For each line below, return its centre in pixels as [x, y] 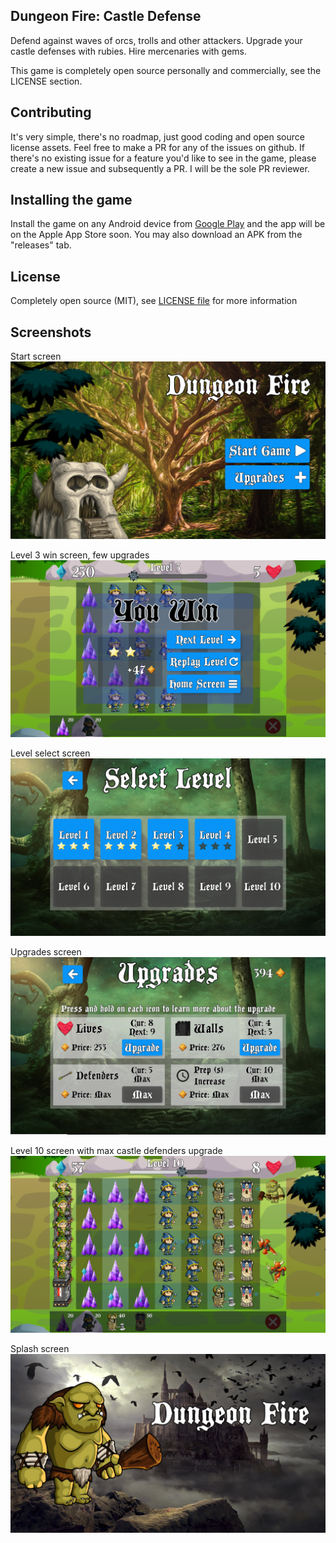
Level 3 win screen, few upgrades [80, 555]
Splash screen [40, 1349]
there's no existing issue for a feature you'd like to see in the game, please [163, 158]
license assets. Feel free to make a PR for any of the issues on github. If [157, 147]
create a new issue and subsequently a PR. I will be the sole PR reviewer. [160, 168]
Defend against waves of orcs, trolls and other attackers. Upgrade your [156, 40]
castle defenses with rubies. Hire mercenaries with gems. [129, 51]
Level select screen [50, 753]
